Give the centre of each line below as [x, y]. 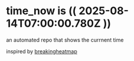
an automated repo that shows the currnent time [65, 40]
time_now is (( [41, 11]
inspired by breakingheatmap [42, 51]
